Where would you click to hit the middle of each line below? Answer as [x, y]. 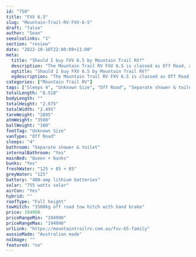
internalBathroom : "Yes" [36, 152]
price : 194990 [23, 213]
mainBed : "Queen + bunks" [37, 158]
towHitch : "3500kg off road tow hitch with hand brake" [75, 207]
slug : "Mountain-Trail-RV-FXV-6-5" [49, 22]
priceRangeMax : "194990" [36, 223]
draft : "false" [24, 28]
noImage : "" [20, 239]
